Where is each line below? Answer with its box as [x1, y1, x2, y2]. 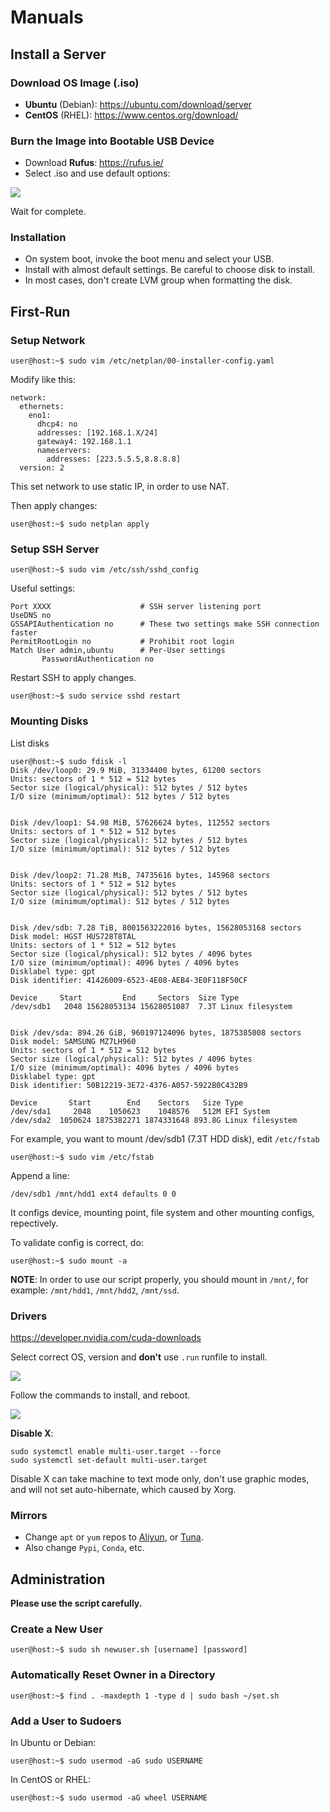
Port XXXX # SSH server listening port [10, 602, 262, 612]
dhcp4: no [36, 419, 78, 430]
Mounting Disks [10, 714, 89, 728]
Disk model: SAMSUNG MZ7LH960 [10, 1036, 137, 1046]
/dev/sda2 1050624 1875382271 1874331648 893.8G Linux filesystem [10, 1115, 298, 1125]
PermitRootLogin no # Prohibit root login [10, 637, 235, 647]
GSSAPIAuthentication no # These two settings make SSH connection [10, 619, 320, 630]
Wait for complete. [10, 206, 87, 218]
